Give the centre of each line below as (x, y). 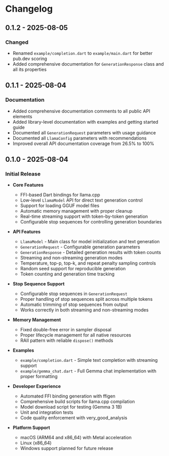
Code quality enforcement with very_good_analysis (74, 418)
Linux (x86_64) (36, 443)
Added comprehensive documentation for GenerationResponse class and (88, 64)
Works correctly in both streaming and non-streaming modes (84, 310)
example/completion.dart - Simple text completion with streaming (89, 360)
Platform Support (31, 427)
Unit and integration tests (47, 412)
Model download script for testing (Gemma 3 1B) (71, 407)
